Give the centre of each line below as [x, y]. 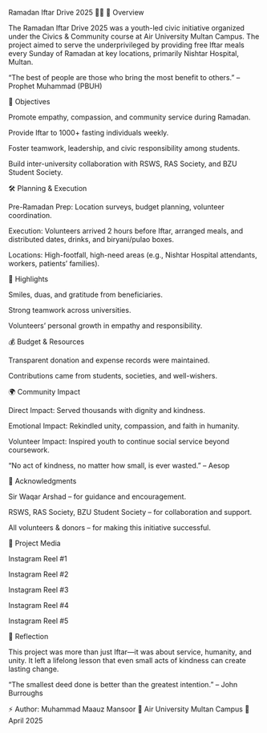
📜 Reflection [28, 636]
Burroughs [26, 693]
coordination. [30, 215]
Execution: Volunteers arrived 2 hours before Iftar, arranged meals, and [126, 231]
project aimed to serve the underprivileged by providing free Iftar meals [126, 45]
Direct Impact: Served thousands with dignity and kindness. [107, 410]
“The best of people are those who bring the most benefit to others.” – [124, 77]
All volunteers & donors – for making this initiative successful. [109, 528]
